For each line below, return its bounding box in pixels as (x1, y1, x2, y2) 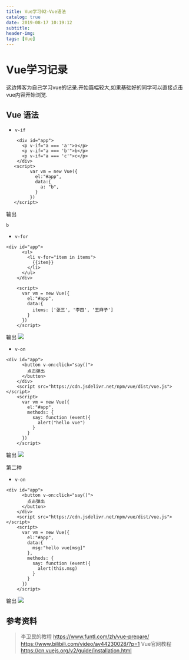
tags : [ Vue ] (6, 36, 35, 42)
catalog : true (6, 14, 41, 20)
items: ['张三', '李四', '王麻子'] (32, 307, 114, 313)
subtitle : (6, 25, 31, 31)
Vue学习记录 (6, 63, 68, 77)
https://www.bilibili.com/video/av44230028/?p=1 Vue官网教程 (20, 640, 172, 647)
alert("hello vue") (37, 420, 85, 425)
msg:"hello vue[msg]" (32, 544, 85, 551)
